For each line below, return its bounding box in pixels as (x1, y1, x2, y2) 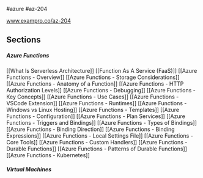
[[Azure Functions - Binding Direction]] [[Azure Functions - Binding (6, 125, 175, 133)
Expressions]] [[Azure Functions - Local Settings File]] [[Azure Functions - (6, 132, 194, 139)
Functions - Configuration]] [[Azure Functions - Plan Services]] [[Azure (6, 113, 185, 120)
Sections (6, 35, 41, 45)
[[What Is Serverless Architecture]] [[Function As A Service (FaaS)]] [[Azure (6, 67, 197, 75)
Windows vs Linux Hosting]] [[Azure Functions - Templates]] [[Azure (6, 106, 179, 114)
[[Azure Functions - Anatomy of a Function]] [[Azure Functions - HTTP (6, 80, 184, 87)
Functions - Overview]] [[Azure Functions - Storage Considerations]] (6, 73, 180, 81)
